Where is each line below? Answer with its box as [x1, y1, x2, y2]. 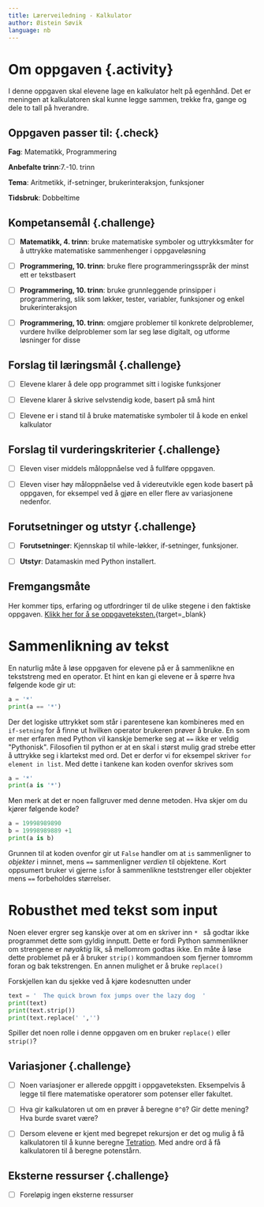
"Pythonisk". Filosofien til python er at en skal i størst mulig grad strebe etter [8, 742, 256, 752]
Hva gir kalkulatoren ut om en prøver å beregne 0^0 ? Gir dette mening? [19, 1104, 250, 1115]
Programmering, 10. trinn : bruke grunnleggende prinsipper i [19, 285, 217, 295]
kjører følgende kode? [8, 804, 80, 814]
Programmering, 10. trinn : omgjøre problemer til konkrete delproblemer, [19, 318, 255, 328]
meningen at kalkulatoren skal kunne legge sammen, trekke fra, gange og [8, 95, 247, 104]
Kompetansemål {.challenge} [8, 216, 156, 229]
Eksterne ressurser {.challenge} [8, 1169, 169, 1182]
